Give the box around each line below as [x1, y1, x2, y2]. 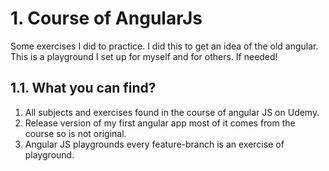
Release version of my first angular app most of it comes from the [24, 117, 296, 129]
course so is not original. [24, 127, 127, 139]
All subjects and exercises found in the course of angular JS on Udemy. [24, 106, 320, 118]
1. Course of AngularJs [10, 7, 203, 30]
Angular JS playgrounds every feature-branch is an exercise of [24, 138, 285, 150]
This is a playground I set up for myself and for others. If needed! [10, 50, 278, 62]
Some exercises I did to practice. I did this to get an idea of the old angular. [10, 40, 319, 52]
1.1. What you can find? [10, 80, 157, 97]
